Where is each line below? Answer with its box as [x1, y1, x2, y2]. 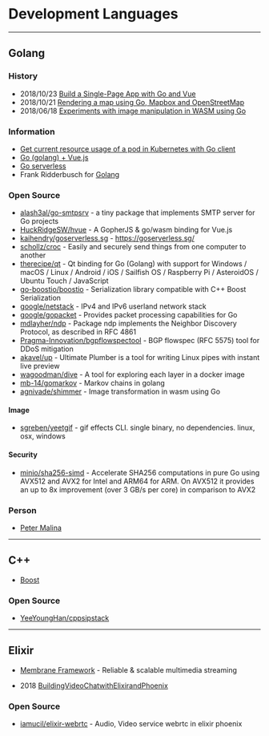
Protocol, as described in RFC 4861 [19, 327, 137, 337]
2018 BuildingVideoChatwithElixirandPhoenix [19, 681, 168, 690]
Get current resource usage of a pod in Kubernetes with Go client [19, 144, 236, 153]
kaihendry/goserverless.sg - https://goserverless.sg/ [19, 233, 195, 243]
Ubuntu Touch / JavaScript [19, 276, 110, 285]
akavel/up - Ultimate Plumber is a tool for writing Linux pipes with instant [19, 353, 260, 362]
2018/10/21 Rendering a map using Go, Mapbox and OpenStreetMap [19, 97, 245, 107]
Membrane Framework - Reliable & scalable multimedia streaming [19, 665, 238, 674]
